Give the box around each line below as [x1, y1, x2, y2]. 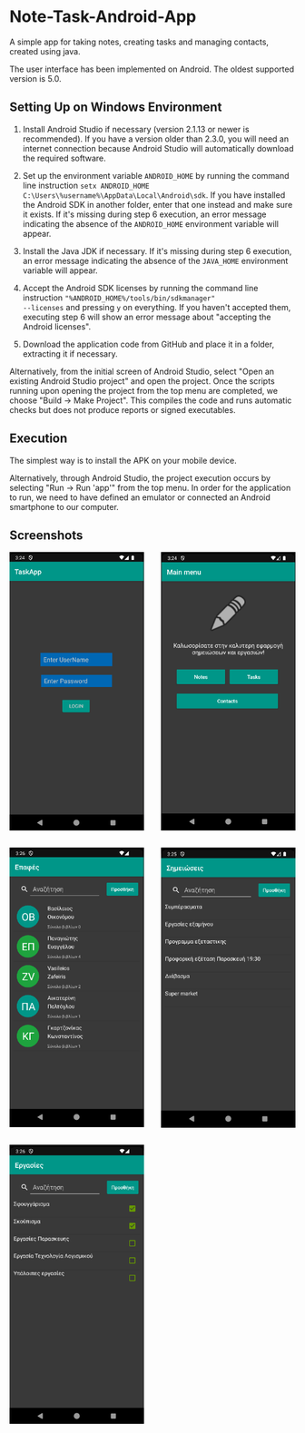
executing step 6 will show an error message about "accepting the [22, 311, 271, 322]
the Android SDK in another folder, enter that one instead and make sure [22, 199, 293, 210]
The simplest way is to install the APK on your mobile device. [9, 455, 238, 466]
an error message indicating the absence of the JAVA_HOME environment [22, 255, 289, 266]
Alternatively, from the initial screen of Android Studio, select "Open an [9, 366, 275, 377]
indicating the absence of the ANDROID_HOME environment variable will [22, 218, 280, 229]
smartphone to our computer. [9, 501, 120, 512]
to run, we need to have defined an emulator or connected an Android [9, 492, 271, 503]
